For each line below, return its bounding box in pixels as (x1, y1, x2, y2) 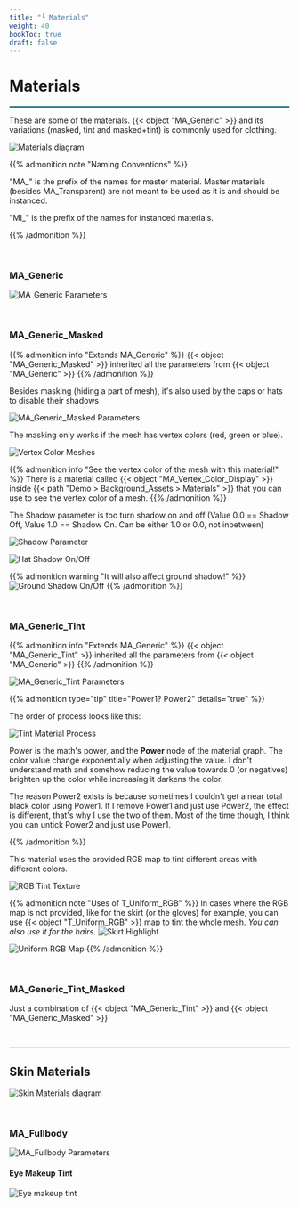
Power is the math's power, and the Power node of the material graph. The (9, 746, 283, 756)
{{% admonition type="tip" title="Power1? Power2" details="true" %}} (9, 694, 265, 705)
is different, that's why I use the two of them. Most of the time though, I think (9, 810, 290, 820)
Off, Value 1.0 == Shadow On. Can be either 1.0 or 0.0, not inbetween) (9, 518, 264, 530)
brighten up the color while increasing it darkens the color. (9, 774, 223, 785)
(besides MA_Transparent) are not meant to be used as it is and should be (9, 186, 280, 197)
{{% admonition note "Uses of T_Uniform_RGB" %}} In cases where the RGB (9, 898, 289, 909)
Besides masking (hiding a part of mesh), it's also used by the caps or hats (9, 385, 283, 396)
